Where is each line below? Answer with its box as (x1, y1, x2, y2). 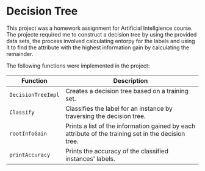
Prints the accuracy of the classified (65, 147, 169, 155)
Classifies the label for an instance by (65, 104, 173, 113)
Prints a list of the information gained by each (65, 122, 196, 130)
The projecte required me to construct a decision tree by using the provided (6, 30, 197, 38)
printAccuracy (9, 151, 51, 158)
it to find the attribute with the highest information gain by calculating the (6, 44, 190, 51)
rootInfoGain (9, 130, 48, 137)
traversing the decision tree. (65, 111, 146, 120)
